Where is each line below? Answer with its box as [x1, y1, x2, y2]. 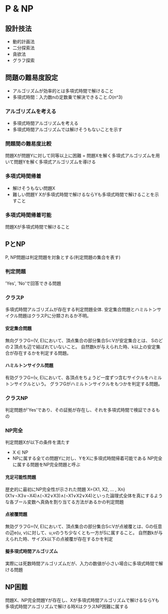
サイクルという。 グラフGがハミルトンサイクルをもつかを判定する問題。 [14, 380, 163, 387]
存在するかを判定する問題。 [14, 350, 71, 356]
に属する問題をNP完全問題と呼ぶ [12, 462, 81, 468]
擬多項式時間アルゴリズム [5, 548, 58, 554]
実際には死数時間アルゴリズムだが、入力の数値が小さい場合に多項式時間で [5, 561, 159, 567]
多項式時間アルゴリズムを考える [12, 120, 79, 126]
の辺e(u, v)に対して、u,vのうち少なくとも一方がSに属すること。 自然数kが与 [5, 530, 163, 536]
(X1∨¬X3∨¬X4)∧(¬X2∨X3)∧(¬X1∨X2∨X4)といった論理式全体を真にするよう [5, 492, 163, 498]
